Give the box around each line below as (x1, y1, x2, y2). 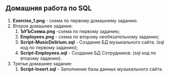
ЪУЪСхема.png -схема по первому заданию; (20, 28, 120, 34)
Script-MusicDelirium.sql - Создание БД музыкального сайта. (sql (20, 39, 164, 45)
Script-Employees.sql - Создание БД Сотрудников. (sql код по (20, 50, 156, 56)
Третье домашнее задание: (12, 60, 73, 66)
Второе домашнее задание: (12, 23, 73, 29)
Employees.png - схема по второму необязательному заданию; (20, 33, 159, 40)
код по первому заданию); (20, 44, 78, 50)
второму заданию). (20, 55, 62, 61)
